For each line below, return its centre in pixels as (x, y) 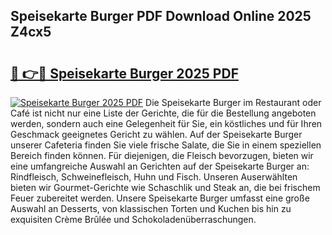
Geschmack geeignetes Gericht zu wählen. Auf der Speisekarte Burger (156, 134)
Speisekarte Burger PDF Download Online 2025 (161, 16)
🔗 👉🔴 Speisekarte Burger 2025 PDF (124, 73)
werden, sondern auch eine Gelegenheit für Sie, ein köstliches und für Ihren (166, 123)
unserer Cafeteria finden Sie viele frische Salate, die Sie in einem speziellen (166, 145)
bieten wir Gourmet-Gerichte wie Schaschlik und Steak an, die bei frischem (165, 187)
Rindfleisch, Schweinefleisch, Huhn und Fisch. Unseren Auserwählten (154, 177)
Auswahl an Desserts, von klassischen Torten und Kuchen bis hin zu (151, 208)
